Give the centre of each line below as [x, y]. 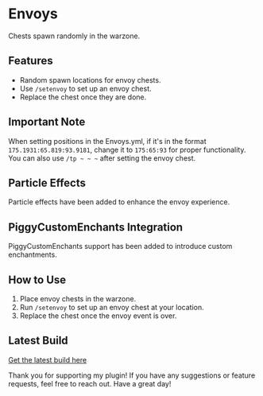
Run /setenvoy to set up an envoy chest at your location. [112, 307]
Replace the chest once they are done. [83, 97]
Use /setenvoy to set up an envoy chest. [85, 88]
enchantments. [33, 254]
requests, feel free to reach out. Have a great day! [90, 383]
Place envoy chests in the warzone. [78, 299]
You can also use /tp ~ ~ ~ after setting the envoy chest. [102, 158]
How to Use [37, 280]
